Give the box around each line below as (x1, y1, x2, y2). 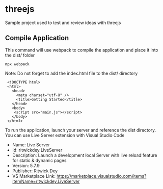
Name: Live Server (12, 141, 50, 148)
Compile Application (5, 34, 69, 42)
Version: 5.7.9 (12, 162, 40, 168)
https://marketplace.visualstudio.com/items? (56, 173, 147, 179)
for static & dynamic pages (12, 157, 67, 163)
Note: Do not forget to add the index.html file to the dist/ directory (5, 70, 138, 76)
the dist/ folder (5, 52, 35, 58)
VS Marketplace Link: (12, 173, 55, 179)
